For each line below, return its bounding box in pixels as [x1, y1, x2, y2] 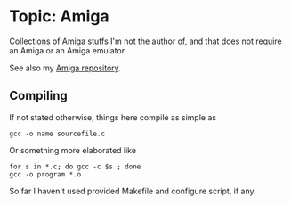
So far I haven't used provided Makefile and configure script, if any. [9, 185, 256, 196]
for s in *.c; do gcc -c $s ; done [9, 162, 141, 171]
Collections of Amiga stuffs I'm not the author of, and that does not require [9, 36, 282, 46]
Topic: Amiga [9, 6, 109, 27]
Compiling [9, 88, 69, 103]
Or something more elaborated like [9, 144, 136, 155]
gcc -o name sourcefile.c [9, 129, 105, 138]
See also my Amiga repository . [9, 62, 122, 73]
